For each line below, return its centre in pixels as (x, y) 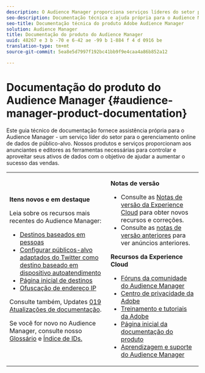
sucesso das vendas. (33, 163)
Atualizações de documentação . (56, 309)
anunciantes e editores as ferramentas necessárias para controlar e (92, 150)
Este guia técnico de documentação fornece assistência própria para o (95, 130)
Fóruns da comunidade (154, 278)
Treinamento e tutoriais (154, 308)
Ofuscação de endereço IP (58, 288)
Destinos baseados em (52, 234)
